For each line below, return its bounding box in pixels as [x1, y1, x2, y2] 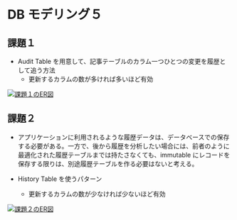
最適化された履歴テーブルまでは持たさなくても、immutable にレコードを [17, 150, 231, 159]
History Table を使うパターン [17, 175, 102, 183]
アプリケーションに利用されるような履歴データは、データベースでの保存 [17, 133, 230, 141]
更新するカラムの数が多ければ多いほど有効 [28, 75, 154, 83]
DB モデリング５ [7, 6, 103, 23]
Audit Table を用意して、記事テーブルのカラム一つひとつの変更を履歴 [17, 57, 220, 65]
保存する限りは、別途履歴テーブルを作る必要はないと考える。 [17, 159, 199, 167]
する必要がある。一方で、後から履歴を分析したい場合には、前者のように [17, 141, 230, 150]
